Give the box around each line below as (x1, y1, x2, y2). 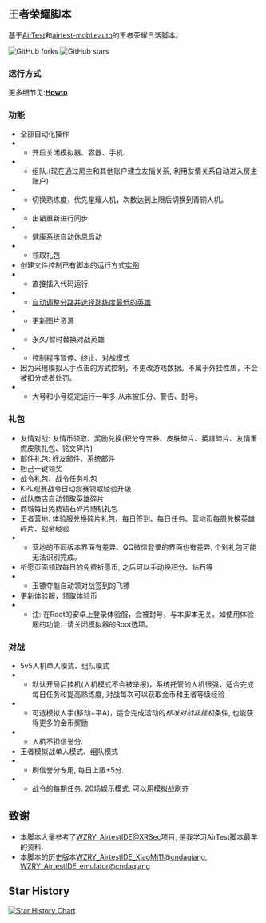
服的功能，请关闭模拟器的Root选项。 (31, 619, 153, 629)
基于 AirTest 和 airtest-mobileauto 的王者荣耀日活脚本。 (8, 30, 183, 40)
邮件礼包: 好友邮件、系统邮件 (19, 453, 116, 463)
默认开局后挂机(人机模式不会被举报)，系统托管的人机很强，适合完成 (31, 679, 254, 689)
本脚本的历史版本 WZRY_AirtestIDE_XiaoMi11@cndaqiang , (19, 852, 208, 861)
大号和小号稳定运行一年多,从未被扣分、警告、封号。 (31, 392, 202, 401)
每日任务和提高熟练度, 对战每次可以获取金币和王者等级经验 (31, 690, 225, 699)
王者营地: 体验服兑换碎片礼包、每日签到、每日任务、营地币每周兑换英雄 (19, 514, 256, 523)
